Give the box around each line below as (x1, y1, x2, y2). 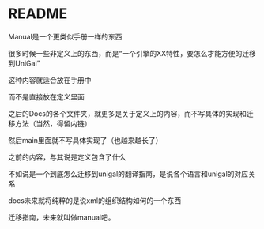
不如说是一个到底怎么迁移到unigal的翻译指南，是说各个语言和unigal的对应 (8, 169, 249, 178)
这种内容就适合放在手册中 (8, 75, 92, 84)
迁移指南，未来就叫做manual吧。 (8, 212, 115, 222)
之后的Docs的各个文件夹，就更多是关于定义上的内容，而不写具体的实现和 (8, 108, 247, 118)
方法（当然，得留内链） (14, 118, 92, 128)
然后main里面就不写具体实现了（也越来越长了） (8, 135, 163, 145)
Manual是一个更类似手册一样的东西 (8, 32, 123, 41)
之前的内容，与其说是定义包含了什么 (8, 152, 126, 162)
